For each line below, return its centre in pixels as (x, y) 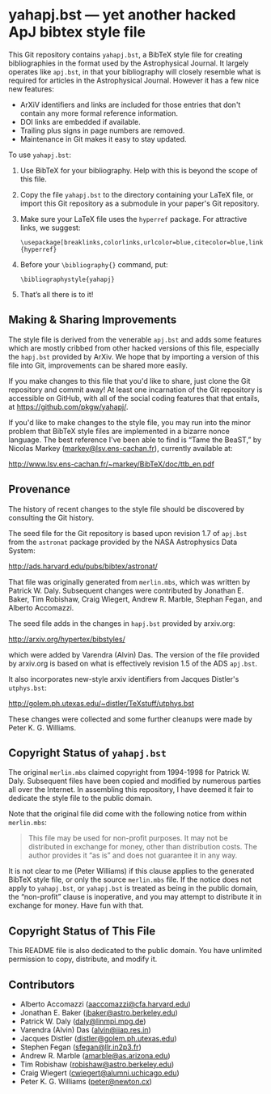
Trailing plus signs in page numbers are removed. (102, 130)
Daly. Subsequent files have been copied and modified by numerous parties (135, 781)
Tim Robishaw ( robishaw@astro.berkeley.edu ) (97, 1064)
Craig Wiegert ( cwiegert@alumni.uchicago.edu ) (100, 1073)
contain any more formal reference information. (99, 113)
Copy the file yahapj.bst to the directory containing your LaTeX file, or (137, 194)
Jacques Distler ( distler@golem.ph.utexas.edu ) (98, 1039)
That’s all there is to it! (57, 294)
